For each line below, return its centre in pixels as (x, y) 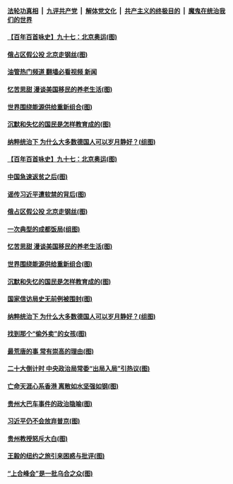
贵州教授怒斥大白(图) (38, 438)
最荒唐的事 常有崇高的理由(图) (50, 351)
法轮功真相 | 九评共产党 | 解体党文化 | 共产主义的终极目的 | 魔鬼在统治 (113, 11)
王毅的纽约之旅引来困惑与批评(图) (56, 456)
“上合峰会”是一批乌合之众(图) (50, 473)
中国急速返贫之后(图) (38, 176)
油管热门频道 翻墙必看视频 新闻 (52, 72)
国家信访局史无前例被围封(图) (50, 299)
